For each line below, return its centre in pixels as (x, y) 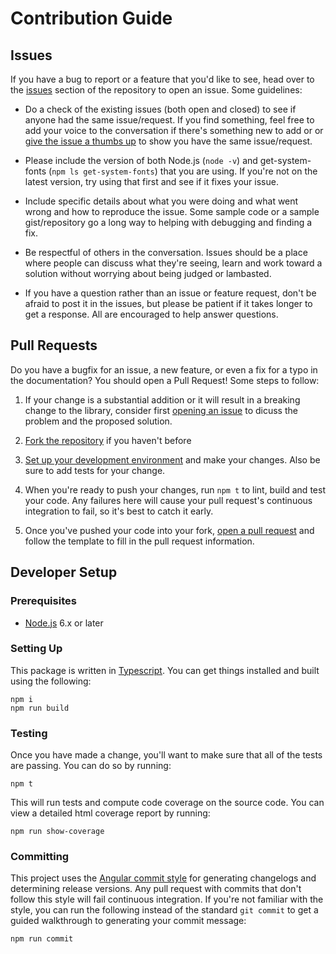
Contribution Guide (91, 18)
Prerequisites (43, 601)
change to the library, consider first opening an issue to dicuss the (161, 410)
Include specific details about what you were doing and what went (161, 201)
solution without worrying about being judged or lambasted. (148, 273)
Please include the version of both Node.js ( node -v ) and (141, 160)
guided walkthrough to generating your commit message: (128, 921)
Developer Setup (64, 572)
